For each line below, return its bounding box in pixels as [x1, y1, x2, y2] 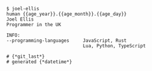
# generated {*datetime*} [6, 59, 72, 65]
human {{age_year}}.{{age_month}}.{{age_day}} [6, 11, 127, 17]
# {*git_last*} [6, 53, 45, 59]
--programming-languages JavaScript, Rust [6, 38, 127, 44]
